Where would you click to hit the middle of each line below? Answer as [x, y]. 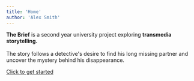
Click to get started [30, 71]
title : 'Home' [24, 12]
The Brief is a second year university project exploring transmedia [89, 34]
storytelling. [22, 41]
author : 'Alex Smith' [33, 17]
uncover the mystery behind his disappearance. [65, 60]
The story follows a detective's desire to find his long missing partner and [97, 53]
